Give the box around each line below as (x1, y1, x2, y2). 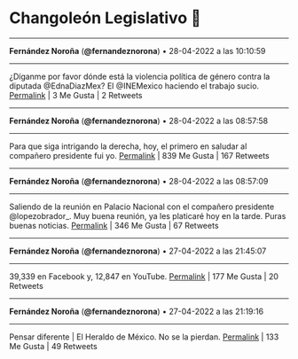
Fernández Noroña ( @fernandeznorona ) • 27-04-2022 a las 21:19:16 (9, 306, 264, 316)
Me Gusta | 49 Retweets (9, 340, 98, 351)
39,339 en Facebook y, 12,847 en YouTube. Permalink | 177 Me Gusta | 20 (9, 270, 279, 282)
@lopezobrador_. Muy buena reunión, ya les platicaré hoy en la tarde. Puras (9, 210, 286, 221)
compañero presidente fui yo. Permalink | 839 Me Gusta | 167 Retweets (9, 150, 270, 160)
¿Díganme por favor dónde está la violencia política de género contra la (9, 71, 271, 82)
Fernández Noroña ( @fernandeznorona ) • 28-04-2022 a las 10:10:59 (9, 45, 266, 56)
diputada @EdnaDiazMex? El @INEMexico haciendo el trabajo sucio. (9, 80, 260, 91)
